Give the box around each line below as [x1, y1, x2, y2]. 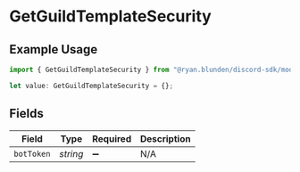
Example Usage [9, 42, 98, 57]
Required [92, 132, 132, 144]
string [59, 147, 84, 160]
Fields [9, 106, 45, 121]
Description [139, 132, 191, 144]
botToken [13, 149, 51, 159]
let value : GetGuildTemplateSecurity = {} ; [9, 81, 174, 90]
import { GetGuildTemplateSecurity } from [9, 65, 170, 74]
